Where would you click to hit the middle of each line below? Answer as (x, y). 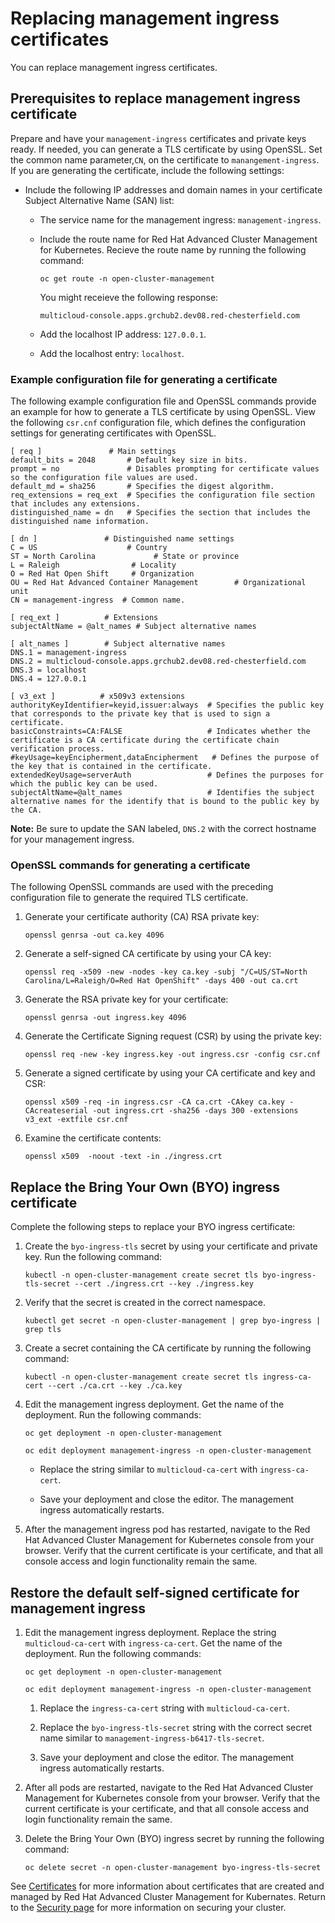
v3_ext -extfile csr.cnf (76, 1120)
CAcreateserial (56, 1111)
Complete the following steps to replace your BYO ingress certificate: (153, 1227)
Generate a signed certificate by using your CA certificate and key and (170, 1073)
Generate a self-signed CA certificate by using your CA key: (148, 954)
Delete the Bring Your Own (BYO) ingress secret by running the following (174, 1838)
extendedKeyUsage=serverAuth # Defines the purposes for (167, 775)
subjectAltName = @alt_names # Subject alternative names (133, 627)
